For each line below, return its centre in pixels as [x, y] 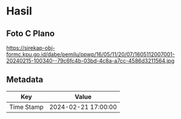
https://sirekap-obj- [31, 48]
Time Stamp [27, 107]
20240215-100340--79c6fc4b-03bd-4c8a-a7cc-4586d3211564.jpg [91, 61]
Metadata [25, 80]
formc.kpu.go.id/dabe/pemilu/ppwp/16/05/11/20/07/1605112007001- [91, 54]
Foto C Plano [30, 34]
